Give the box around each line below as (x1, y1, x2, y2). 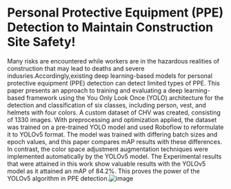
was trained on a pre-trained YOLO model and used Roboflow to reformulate (7, 123, 224, 131)
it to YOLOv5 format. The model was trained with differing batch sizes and (7, 130, 218, 139)
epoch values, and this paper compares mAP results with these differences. (7, 137, 223, 146)
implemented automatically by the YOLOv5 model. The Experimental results (7, 152, 222, 160)
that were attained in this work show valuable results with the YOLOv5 (7, 159, 206, 168)
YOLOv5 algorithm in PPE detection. (7, 174, 110, 182)
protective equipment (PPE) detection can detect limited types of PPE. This (7, 79, 221, 87)
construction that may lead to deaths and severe (7, 64, 145, 72)
